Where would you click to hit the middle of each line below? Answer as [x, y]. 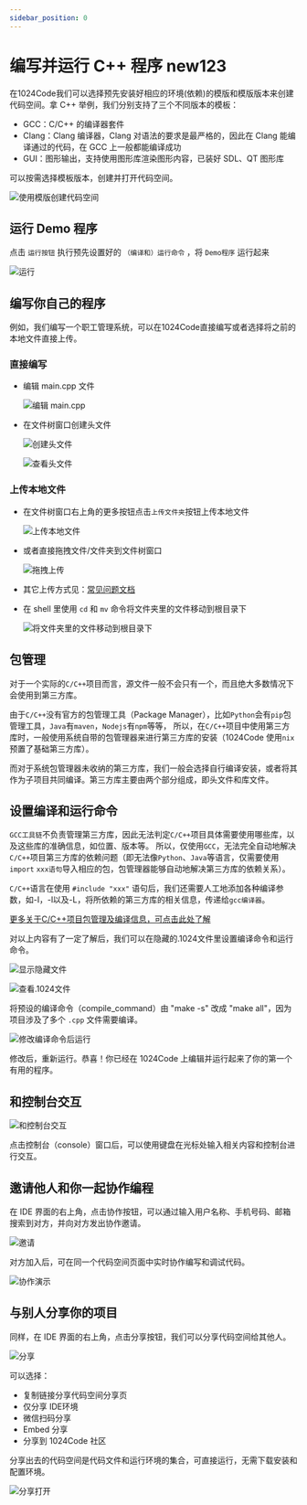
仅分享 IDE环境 [51, 1406]
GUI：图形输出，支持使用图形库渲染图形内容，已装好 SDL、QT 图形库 [153, 158]
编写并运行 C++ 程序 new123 [118, 66]
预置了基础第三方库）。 [52, 748]
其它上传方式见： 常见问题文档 [79, 589]
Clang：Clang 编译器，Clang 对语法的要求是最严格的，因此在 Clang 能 [155, 135]
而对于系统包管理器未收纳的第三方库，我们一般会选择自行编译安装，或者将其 [153, 768]
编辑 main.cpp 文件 [58, 386]
